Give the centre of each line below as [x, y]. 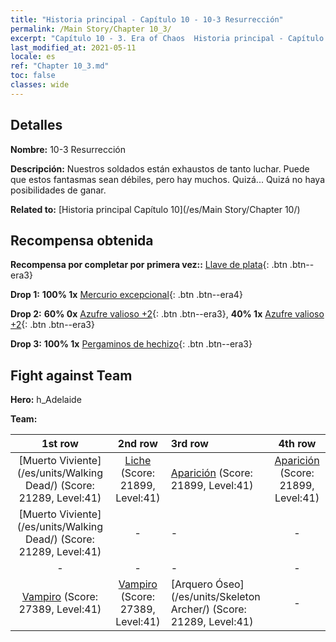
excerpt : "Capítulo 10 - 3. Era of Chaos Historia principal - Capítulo [167, 38]
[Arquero [191, 584]
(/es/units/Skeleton [215, 597]
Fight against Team [71, 375]
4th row [297, 444]
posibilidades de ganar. [58, 190]
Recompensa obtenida [82, 240]
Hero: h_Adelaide [46, 400]
